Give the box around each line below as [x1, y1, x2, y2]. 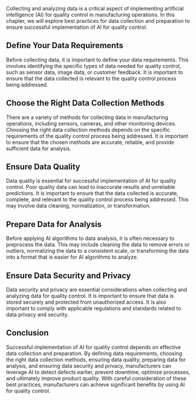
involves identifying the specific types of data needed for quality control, [6, 62, 181, 69]
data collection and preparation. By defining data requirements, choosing [6, 350, 183, 357]
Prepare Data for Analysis [6, 219, 102, 229]
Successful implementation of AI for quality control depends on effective [6, 343, 181, 351]
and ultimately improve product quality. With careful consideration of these [6, 375, 187, 382]
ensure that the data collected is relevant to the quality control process [6, 74, 177, 82]
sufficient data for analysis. [6, 145, 71, 152]
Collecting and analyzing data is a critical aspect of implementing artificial [6, 5, 184, 12]
